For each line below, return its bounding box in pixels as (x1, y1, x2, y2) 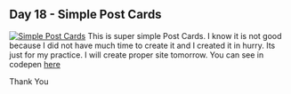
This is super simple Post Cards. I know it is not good (87, 30, 282, 41)
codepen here (9, 59, 61, 69)
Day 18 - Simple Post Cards (9, 7, 162, 22)
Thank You (9, 75, 49, 87)
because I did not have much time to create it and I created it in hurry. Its (9, 40, 276, 51)
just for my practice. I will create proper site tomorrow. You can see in (9, 49, 264, 60)
